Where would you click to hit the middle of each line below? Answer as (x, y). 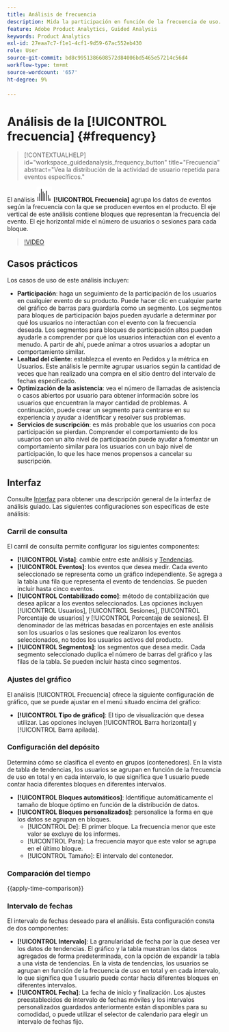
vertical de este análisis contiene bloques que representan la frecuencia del (114, 214)
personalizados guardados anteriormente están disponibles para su (112, 1007)
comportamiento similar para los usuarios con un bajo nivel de (105, 446)
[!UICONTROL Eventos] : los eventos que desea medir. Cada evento (112, 567)
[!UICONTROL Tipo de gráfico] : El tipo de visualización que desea (110, 715)
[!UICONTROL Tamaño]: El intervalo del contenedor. (100, 855)
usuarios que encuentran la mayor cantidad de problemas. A (102, 403)
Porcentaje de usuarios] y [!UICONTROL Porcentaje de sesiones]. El (112, 618)
